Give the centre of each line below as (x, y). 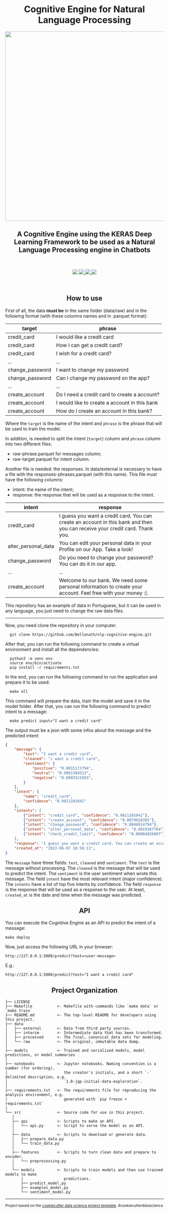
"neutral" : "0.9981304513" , (62, 773)
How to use (84, 299)
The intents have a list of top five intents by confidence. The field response (83, 884)
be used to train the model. (33, 429)
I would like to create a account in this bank (107, 402)
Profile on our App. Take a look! (96, 549)
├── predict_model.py (44, 1183)
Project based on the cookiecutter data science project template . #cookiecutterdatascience (84, 1206)
